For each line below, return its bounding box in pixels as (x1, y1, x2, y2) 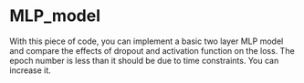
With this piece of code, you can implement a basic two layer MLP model (9, 36, 284, 47)
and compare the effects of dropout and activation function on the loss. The (9, 45, 295, 56)
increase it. (9, 65, 52, 76)
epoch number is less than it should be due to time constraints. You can (9, 55, 279, 66)
